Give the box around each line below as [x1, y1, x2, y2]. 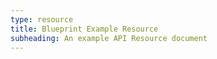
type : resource [10, 14, 74, 25]
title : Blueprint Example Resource [10, 24, 159, 34]
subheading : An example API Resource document [10, 33, 208, 43]
